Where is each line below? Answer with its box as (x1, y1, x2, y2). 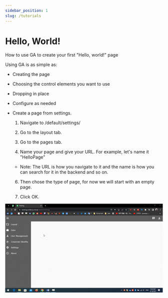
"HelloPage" (19, 154, 45, 160)
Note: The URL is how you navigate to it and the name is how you (19, 164, 154, 170)
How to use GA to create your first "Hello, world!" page (5, 52, 118, 58)
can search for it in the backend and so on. (19, 169, 108, 175)
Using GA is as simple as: (5, 61, 57, 67)
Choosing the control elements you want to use (12, 81, 110, 87)
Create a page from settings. (12, 110, 72, 116)
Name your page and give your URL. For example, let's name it (19, 149, 149, 155)
